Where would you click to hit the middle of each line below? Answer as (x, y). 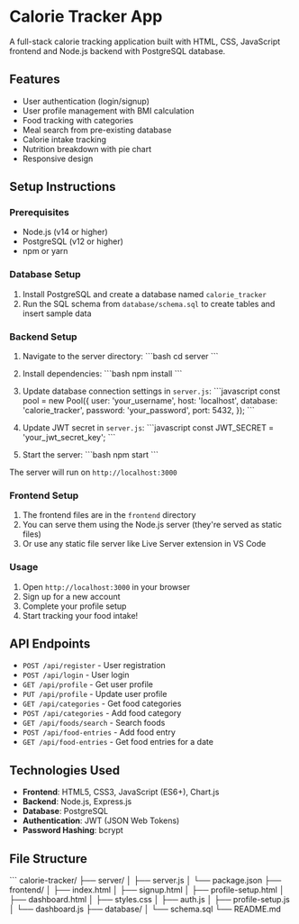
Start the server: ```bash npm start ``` (91, 455)
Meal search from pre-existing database (97, 130)
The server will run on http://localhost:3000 (93, 472)
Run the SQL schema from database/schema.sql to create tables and (149, 303)
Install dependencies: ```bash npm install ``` (102, 374)
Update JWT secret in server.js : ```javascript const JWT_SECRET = (148, 428)
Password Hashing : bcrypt (72, 830)
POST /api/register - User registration (94, 666)
